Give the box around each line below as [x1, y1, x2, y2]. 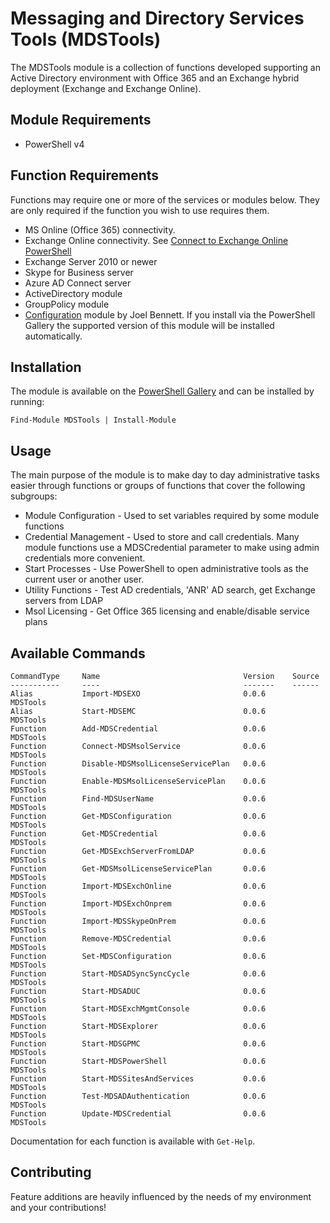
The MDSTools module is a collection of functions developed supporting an [10, 61, 322, 73]
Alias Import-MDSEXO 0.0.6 [10, 689, 267, 699]
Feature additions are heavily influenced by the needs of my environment [10, 1190, 312, 1202]
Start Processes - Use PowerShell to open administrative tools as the [24, 563, 309, 575]
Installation [10, 358, 82, 376]
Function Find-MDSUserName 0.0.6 [10, 794, 267, 804]
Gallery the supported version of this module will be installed [24, 319, 275, 331]
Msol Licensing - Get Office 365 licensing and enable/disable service [24, 605, 310, 617]
